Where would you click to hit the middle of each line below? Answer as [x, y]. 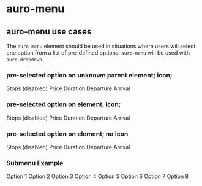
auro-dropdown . [25, 59]
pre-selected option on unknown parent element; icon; [89, 75]
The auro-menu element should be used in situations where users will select [101, 46]
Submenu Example [35, 163]
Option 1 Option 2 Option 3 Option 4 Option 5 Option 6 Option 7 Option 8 [97, 176]
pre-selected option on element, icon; [64, 104]
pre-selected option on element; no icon [67, 134]
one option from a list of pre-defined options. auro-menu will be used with [98, 53]
